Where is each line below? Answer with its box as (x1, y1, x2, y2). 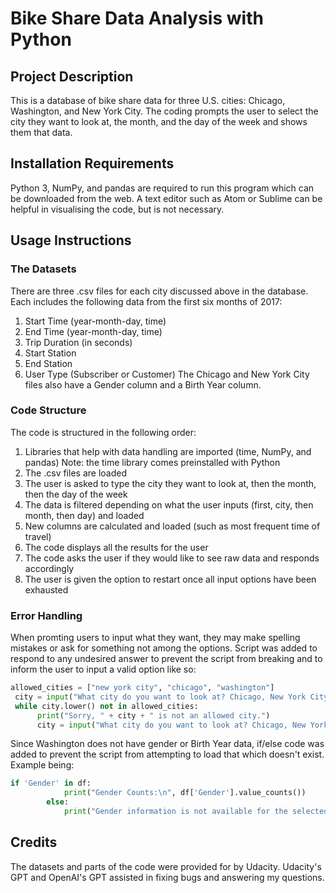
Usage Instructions (10, 232, 132, 249)
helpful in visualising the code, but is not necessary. (10, 203, 225, 215)
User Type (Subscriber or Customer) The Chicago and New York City (24, 368, 310, 380)
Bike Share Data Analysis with (10, 7, 264, 30)
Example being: (10, 759, 75, 771)
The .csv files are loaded (24, 467, 127, 479)
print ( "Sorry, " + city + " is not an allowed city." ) (36, 710, 271, 721)
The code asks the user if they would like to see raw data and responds (24, 552, 320, 564)
